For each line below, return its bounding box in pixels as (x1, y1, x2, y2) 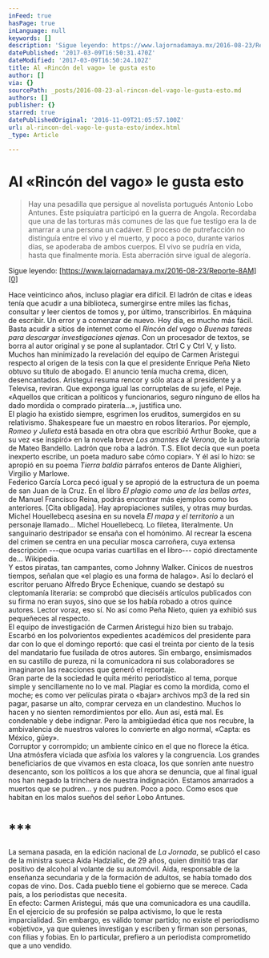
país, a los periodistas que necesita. (8, 889, 127, 899)
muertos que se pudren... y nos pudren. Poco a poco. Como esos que (8, 783, 239, 794)
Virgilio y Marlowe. (8, 468, 70, 478)
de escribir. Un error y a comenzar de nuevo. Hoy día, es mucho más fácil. (8, 315, 254, 325)
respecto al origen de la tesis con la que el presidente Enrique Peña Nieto (8, 358, 251, 367)
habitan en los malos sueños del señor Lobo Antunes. (8, 792, 186, 802)
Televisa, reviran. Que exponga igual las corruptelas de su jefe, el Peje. (8, 383, 242, 393)
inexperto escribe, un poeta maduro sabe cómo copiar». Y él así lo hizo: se (8, 451, 255, 461)
